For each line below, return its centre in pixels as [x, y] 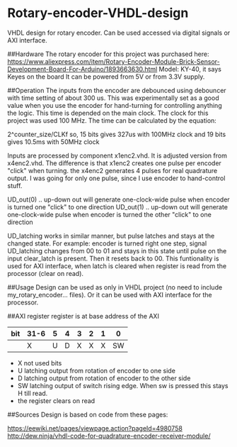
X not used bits [40, 363]
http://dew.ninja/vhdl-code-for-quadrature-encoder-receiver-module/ [109, 436]
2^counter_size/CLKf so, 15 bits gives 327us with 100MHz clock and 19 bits [117, 134]
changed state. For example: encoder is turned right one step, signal [107, 243]
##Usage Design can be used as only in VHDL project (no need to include [115, 287]
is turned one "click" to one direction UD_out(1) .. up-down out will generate [118, 206]
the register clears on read [56, 401]
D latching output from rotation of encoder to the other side [104, 378]
